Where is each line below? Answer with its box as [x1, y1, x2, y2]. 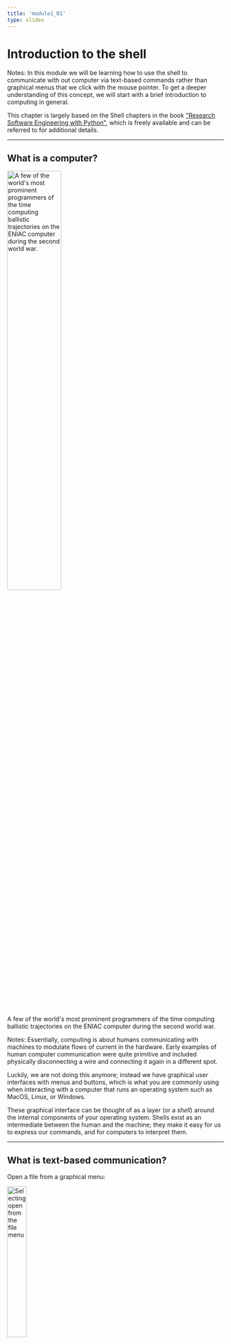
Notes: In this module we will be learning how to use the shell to [7, 69, 188, 77]
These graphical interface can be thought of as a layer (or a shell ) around [7, 1106, 214, 1114]
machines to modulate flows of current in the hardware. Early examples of [7, 1043, 217, 1051]
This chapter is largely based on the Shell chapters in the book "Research [7, 111, 215, 120]
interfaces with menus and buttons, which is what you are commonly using [7, 1078, 219, 1087]
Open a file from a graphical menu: [7, 1173, 106, 1181]
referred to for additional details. [7, 126, 99, 134]
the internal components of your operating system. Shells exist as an [7, 1114, 201, 1122]
